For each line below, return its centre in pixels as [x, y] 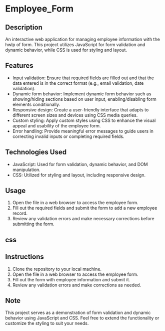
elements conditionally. [36, 104]
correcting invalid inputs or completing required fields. [68, 136]
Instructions [24, 257]
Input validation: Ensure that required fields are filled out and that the [83, 78]
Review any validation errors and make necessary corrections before [83, 219]
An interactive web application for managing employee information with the [82, 39]
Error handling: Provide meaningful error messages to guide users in [83, 131]
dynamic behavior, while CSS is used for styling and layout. [66, 50]
